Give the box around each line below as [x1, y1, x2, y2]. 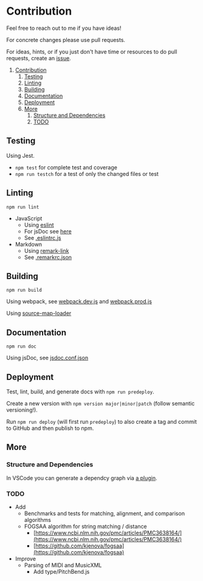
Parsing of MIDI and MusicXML [24, 562, 102, 569]
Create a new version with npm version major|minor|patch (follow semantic [6, 400, 195, 407]
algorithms [24, 516, 52, 523]
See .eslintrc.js [24, 234, 61, 241]
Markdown [15, 241, 43, 248]
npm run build [6, 287, 43, 294]
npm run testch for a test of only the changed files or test [15, 170, 159, 177]
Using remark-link [24, 247, 69, 254]
